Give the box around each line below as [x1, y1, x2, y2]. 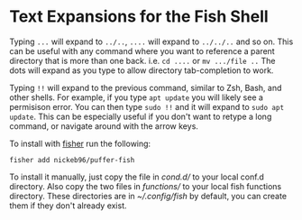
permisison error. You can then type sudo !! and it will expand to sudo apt [9, 101, 285, 112]
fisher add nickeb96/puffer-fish [9, 155, 135, 164]
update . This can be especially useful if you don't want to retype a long [9, 111, 272, 122]
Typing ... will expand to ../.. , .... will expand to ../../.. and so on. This [9, 36, 294, 47]
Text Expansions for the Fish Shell [9, 6, 269, 27]
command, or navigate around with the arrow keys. [9, 120, 198, 132]
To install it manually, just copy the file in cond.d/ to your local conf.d [9, 171, 264, 182]
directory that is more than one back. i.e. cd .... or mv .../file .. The [9, 55, 276, 66]
